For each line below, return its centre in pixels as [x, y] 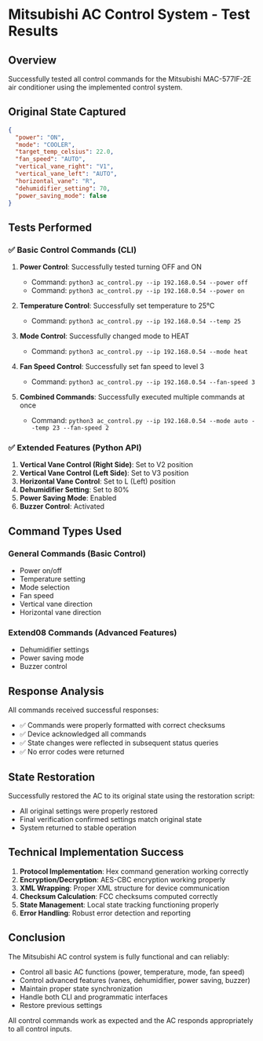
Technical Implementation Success [96, 852]
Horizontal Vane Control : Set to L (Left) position [97, 481]
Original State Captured [67, 112]
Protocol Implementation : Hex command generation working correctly [134, 871]
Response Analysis [56, 691]
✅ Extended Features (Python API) [75, 447]
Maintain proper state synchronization [81, 988]
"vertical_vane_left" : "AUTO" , [66, 174]
